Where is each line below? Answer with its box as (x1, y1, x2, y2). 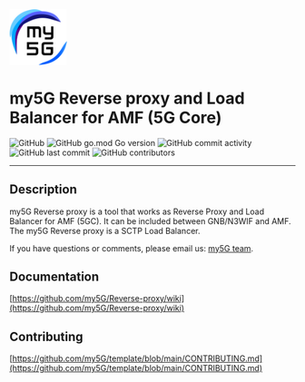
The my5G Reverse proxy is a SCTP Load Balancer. (9, 225, 201, 236)
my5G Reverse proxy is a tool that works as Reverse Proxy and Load (9, 206, 265, 217)
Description (9, 181, 77, 198)
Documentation (9, 269, 100, 284)
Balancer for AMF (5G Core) (9, 107, 222, 128)
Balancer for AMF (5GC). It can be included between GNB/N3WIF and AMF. (9, 215, 292, 226)
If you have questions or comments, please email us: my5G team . (9, 242, 254, 253)
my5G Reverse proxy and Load (9, 88, 245, 108)
